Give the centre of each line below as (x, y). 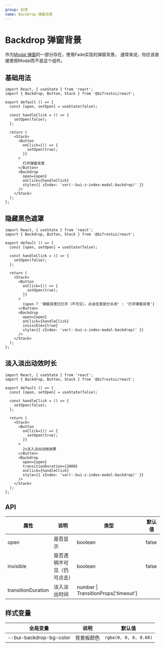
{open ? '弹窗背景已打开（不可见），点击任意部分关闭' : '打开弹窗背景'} (89, 304)
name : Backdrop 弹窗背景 (29, 14)
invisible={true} (40, 326)
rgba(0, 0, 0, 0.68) (129, 637)
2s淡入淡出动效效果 (40, 449)
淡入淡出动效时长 (31, 364)
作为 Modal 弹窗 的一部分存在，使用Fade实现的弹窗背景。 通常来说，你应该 (80, 55)
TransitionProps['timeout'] (107, 593)
